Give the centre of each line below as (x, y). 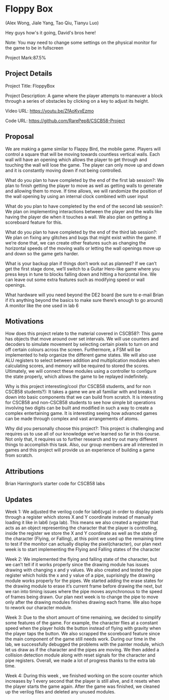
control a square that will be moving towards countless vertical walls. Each (83, 154)
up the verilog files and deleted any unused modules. (61, 692)
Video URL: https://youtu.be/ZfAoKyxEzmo (50, 111)
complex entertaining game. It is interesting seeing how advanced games (81, 413)
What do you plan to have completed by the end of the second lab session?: (84, 206)
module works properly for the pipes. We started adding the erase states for (84, 581)
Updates (19, 499)
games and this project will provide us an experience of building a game (80, 450)
